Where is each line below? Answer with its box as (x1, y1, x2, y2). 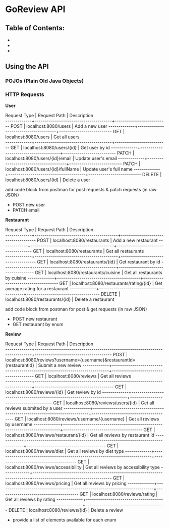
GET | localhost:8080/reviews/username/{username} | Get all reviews (14, 415, 159, 422)
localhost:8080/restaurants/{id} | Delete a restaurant (5, 296, 115, 302)
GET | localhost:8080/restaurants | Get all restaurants (32, 248, 144, 254)
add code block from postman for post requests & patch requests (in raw (5, 186, 157, 192)
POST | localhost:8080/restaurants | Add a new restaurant (37, 237, 158, 243)
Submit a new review (38, 362, 82, 368)
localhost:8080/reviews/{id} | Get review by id (5, 389, 101, 395)
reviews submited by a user (5, 405, 63, 411)
